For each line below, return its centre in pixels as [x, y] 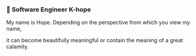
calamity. [17, 46]
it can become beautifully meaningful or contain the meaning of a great [95, 41]
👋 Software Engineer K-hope [49, 10]
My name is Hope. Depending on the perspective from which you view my [98, 23]
